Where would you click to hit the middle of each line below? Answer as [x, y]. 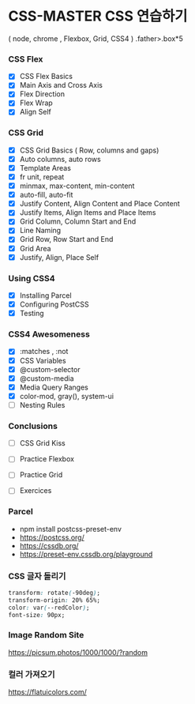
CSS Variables [43, 360]
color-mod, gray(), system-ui [67, 396]
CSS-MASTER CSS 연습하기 [98, 16]
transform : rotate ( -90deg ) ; [54, 593]
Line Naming [40, 231]
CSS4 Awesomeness [49, 334]
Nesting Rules [42, 405]
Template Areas [45, 168]
